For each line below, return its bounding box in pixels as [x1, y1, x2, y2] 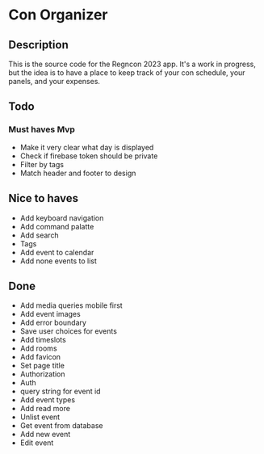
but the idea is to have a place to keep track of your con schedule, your [8, 68, 245, 78]
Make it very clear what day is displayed [19, 142, 154, 152]
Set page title [19, 361, 65, 371]
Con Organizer [8, 6, 108, 24]
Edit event [19, 438, 54, 448]
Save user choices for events [19, 326, 117, 336]
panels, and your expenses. [8, 77, 101, 86]
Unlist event [19, 412, 61, 422]
